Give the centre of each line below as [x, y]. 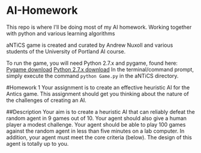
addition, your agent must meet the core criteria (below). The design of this [99, 137]
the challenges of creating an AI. [46, 100]
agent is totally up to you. [37, 143]
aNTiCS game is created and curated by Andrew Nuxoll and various [90, 45]
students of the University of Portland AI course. [66, 51]
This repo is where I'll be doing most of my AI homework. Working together [99, 27]
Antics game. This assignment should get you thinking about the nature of [97, 94]
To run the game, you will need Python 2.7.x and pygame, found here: [92, 63]
